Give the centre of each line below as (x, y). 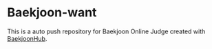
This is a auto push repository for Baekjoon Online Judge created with (106, 31)
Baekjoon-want (52, 13)
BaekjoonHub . (27, 38)
